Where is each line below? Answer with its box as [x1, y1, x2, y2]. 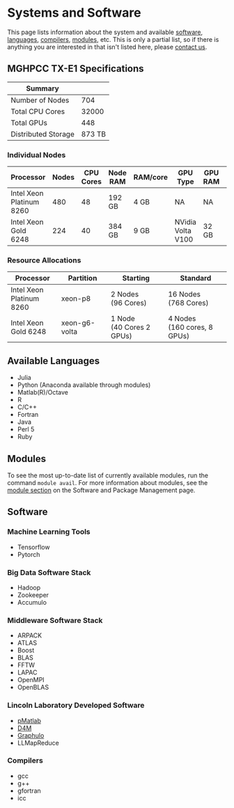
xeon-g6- [61, 318, 95, 328]
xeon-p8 [61, 294, 91, 303]
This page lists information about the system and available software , [7, 28, 203, 36]
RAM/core [133, 173, 169, 182]
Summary [26, 84, 59, 93]
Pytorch [17, 550, 40, 558]
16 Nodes [168, 290, 201, 299]
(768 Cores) [168, 298, 209, 308]
